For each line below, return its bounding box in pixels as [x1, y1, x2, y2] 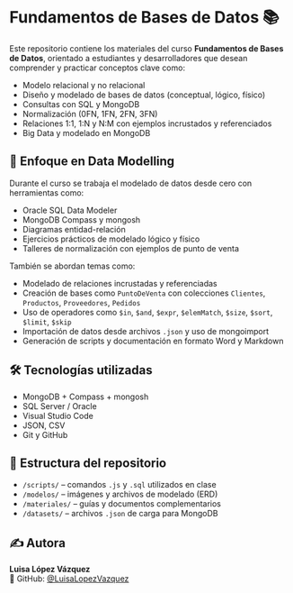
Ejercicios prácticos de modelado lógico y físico [22, 233, 200, 244]
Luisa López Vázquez [9, 564, 91, 575]
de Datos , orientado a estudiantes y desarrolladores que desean [9, 52, 248, 63]
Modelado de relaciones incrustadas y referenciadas [22, 278, 218, 288]
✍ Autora [9, 535, 66, 551]
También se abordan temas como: [9, 260, 136, 271]
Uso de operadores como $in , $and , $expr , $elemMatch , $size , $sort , [22, 306, 273, 317]
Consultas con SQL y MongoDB [22, 98, 140, 109]
